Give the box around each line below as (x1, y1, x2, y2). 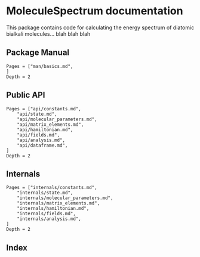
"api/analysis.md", (17, 137, 66, 143)
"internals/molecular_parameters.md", (17, 195, 113, 201)
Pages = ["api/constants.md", (6, 106, 82, 112)
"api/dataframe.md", (17, 142, 68, 148)
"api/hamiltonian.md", (17, 126, 73, 132)
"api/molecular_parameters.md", (17, 116, 97, 122)
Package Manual (6, 48, 70, 58)
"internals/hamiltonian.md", (17, 206, 90, 212)
